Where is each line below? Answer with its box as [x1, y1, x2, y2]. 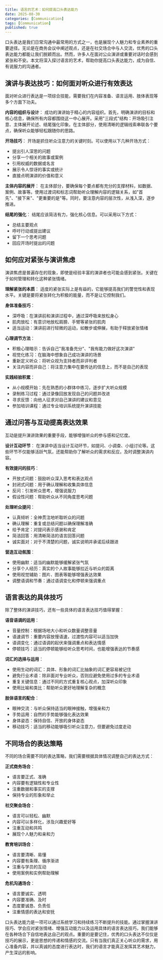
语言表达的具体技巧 [5, 593, 63, 601]
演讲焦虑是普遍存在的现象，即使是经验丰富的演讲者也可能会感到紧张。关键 [5, 270, 154, 275]
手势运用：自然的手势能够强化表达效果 [12, 711, 89, 718]
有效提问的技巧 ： [5, 465, 39, 471]
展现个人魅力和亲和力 [12, 831, 55, 837]
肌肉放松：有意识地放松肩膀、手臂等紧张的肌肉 [12, 319, 106, 325]
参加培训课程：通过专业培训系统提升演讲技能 [12, 402, 102, 409]
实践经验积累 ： [5, 374, 35, 380]
